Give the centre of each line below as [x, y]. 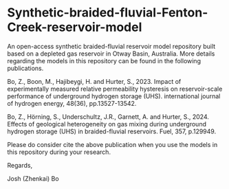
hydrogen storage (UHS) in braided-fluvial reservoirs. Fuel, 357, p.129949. [112, 131]
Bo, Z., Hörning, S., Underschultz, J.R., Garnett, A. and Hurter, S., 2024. [108, 116]
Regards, [20, 165]
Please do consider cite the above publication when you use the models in [112, 144]
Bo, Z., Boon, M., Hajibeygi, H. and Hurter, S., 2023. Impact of [94, 81]
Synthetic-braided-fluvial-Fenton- [108, 13]
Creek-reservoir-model [75, 27]
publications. [25, 68]
